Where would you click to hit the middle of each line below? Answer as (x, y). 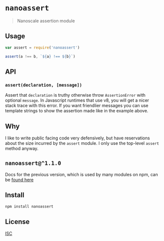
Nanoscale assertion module (46, 21)
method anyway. (22, 148)
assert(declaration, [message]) (44, 85)
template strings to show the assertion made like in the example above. (77, 111)
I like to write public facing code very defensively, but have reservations (78, 138)
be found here (19, 180)
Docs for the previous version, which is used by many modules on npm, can (82, 174)
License (17, 222)
